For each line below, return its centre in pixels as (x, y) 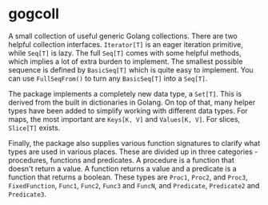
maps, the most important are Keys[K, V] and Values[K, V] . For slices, (124, 119)
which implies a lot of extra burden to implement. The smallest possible (126, 61)
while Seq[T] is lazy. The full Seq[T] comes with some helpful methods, (125, 53)
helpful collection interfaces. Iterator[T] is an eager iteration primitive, (126, 44)
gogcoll (34, 14)
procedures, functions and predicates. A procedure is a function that (121, 160)
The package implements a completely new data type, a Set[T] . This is (125, 93)
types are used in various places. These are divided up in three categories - (133, 152)
